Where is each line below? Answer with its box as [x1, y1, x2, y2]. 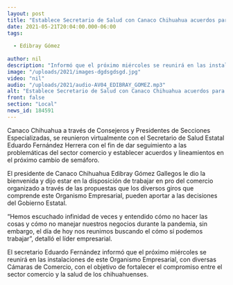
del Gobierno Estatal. [7, 199, 67, 207]
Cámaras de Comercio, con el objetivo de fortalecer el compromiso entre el [7, 262, 223, 271]
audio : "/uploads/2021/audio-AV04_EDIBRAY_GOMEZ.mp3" [7, 81, 166, 88]
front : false [7, 95, 45, 101]
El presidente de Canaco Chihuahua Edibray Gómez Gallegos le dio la [7, 169, 206, 177]
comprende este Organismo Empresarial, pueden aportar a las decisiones [7, 191, 218, 199]
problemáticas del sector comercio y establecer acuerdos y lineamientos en [7, 148, 224, 156]
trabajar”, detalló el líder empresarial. [7, 234, 112, 243]
